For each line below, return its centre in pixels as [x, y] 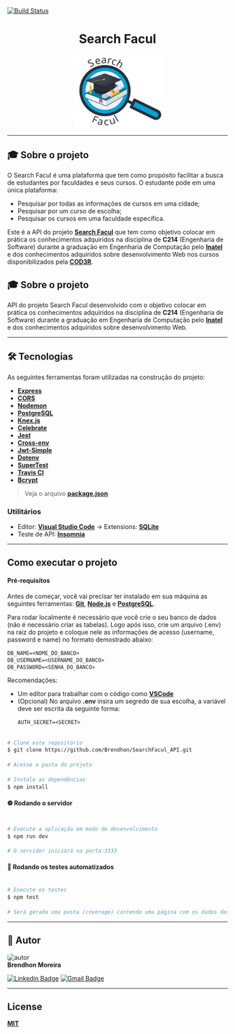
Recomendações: [33, 680]
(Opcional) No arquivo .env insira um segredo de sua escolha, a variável [121, 701]
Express [29, 390]
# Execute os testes [37, 890]
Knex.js [29, 420]
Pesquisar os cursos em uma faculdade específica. [91, 219]
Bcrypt [28, 480]
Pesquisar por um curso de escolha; [70, 211]
